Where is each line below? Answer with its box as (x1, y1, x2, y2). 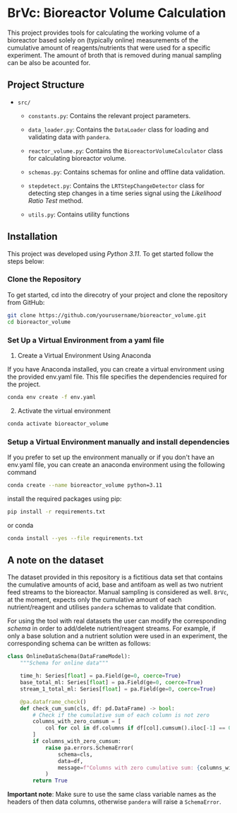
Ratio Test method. (28, 196, 83, 204)
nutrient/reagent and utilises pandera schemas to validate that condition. (7, 603, 217, 611)
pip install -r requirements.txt (7, 508, 106, 515)
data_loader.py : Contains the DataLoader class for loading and (28, 125, 209, 134)
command (7, 468, 37, 476)
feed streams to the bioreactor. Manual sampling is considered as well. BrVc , (7, 588, 229, 596)
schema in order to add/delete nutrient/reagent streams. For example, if (7, 624, 217, 633)
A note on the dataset (7, 554, 104, 566)
